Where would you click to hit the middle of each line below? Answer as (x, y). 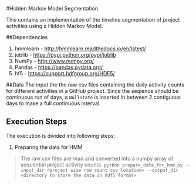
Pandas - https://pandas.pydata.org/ (59, 67)
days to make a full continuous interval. (53, 103)
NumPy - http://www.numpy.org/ (54, 61)
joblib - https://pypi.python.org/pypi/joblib (65, 55)
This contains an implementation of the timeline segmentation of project (93, 20)
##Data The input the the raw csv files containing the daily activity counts (95, 85)
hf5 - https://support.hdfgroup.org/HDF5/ (65, 73)
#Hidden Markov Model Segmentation (52, 8)
